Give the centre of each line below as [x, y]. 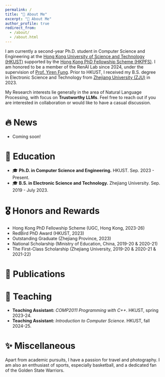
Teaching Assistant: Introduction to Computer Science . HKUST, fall [81, 320]
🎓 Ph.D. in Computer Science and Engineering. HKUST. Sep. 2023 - [83, 170]
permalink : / [18, 10]
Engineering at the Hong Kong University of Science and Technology [75, 56]
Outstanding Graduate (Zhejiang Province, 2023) [62, 238]
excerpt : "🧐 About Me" [28, 19]
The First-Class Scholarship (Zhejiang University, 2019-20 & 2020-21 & [84, 249]
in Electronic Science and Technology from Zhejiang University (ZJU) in [78, 77]
